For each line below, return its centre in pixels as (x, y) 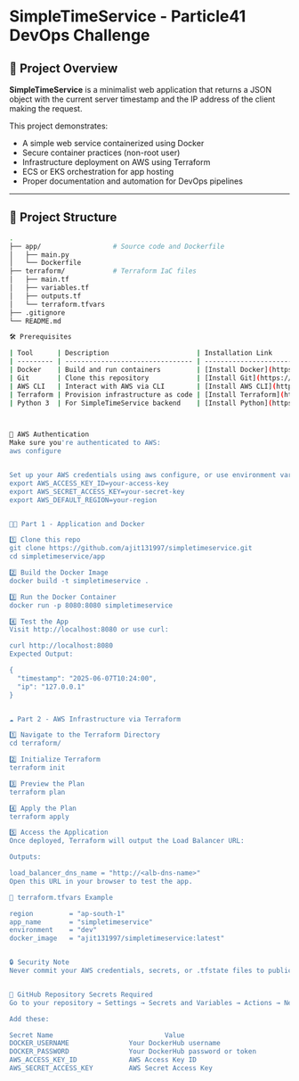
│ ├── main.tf (39, 280)
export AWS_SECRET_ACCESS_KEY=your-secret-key (97, 491)
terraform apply (39, 817)
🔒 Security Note (39, 962)
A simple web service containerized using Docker (113, 143)
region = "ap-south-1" (67, 913)
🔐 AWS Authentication (49, 434)
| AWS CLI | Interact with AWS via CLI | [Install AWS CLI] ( (143, 386)
